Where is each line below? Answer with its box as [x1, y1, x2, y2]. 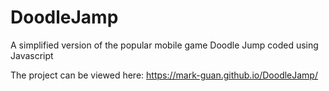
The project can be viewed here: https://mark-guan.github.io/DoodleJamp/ [10, 69, 318, 81]
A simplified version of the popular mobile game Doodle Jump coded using [10, 39, 319, 51]
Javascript [10, 49, 54, 61]
